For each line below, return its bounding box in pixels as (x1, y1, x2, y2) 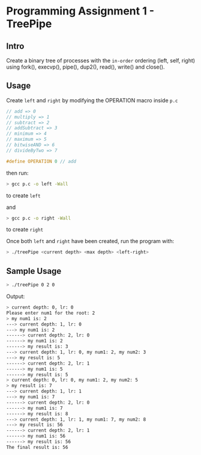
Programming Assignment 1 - (6, 4, 155, 18)
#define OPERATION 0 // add (6, 158, 77, 164)
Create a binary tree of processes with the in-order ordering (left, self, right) (6, 57, 196, 64)
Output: (6, 293, 25, 300)
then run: (6, 169, 29, 176)
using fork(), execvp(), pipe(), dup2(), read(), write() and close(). (6, 63, 165, 70)
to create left (6, 191, 41, 199)
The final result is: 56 (6, 444, 68, 450)
